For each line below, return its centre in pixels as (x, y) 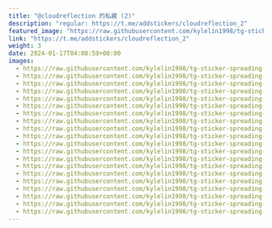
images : (21, 61)
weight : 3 (25, 46)
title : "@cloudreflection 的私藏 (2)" (72, 16)
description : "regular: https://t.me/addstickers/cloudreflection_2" (128, 23)
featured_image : (36, 31)
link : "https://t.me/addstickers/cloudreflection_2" (99, 38)
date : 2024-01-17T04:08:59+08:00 (65, 53)
